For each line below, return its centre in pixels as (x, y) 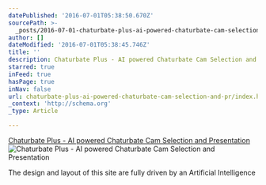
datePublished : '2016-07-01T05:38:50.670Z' (81, 15)
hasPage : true (32, 81)
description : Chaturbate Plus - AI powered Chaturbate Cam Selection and (133, 60)
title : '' (25, 52)
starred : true (32, 67)
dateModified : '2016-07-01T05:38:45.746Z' (79, 45)
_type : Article (33, 111)
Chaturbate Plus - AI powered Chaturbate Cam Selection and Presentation (129, 140)
